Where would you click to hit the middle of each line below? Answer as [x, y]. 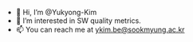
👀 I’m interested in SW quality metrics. [78, 21]
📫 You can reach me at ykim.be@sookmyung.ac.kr [100, 29]
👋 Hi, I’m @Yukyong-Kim [56, 12]
